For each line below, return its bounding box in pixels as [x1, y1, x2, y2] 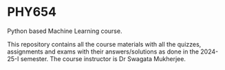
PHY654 [7, 4, 57, 20]
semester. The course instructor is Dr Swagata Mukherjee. [20, 54, 186, 62]
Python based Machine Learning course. [7, 27, 122, 35]
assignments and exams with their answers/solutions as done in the [7, 47, 200, 56]
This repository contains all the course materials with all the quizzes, [7, 40, 202, 48]
